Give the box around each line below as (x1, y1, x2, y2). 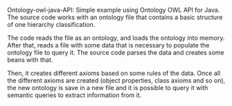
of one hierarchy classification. (7, 21, 96, 28)
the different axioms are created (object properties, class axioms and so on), (7, 76, 226, 85)
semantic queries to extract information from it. (7, 91, 142, 99)
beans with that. (7, 56, 53, 64)
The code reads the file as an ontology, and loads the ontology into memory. (7, 34, 225, 42)
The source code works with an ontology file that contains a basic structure (7, 13, 223, 21)
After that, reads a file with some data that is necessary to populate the (7, 41, 210, 49)
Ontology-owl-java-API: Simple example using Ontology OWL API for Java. (7, 6, 220, 14)
